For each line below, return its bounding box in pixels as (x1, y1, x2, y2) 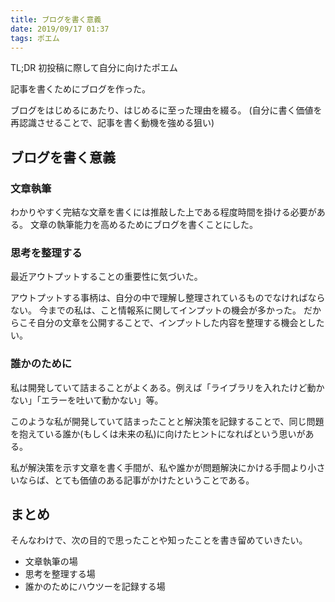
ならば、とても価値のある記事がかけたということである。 (18, 474, 255, 486)
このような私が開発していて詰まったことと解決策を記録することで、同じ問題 (10, 415, 325, 427)
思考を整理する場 (24, 568, 96, 580)
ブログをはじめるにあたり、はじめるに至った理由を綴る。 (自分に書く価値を (10, 104, 323, 116)
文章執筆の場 (24, 556, 78, 568)
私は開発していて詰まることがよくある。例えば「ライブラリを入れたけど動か (10, 381, 325, 393)
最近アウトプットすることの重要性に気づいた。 (10, 271, 203, 283)
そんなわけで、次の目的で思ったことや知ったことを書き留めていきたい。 (10, 534, 308, 546)
